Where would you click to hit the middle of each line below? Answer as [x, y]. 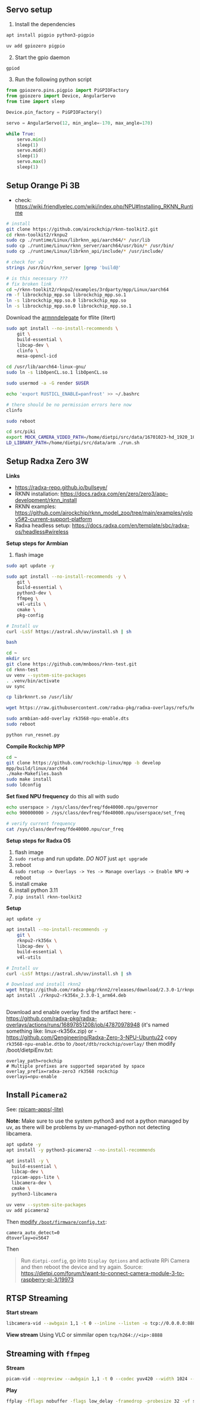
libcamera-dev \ [32, 1183]
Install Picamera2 [37, 1095]
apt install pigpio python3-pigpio [50, 35]
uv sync [16, 686]
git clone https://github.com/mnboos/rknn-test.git [71, 664]
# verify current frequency [41, 823]
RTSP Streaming [37, 1298]
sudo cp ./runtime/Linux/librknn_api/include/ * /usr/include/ [85, 252]
